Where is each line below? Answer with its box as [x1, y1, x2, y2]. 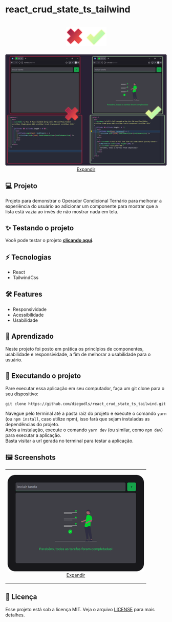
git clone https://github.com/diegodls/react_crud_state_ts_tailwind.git [5, 401, 166, 407]
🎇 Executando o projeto [5, 372, 81, 380]
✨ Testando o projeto [5, 224, 74, 232]
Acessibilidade [12, 312, 44, 318]
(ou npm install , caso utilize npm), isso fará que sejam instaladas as [5, 415, 150, 422]
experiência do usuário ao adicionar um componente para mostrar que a [5, 203, 158, 209]
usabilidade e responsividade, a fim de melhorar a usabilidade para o [5, 351, 151, 357]
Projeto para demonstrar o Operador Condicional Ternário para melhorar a [5, 198, 162, 204]
